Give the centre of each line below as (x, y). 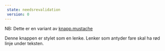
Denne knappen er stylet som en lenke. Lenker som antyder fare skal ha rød (82, 38)
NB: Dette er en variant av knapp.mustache (49, 28)
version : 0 (18, 14)
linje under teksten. (24, 43)
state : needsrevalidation (34, 10)
